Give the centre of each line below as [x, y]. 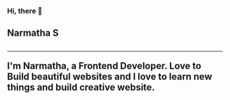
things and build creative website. [81, 87]
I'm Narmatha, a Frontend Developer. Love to [104, 65]
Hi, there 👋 [25, 11]
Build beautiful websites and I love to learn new [110, 76]
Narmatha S [33, 33]
